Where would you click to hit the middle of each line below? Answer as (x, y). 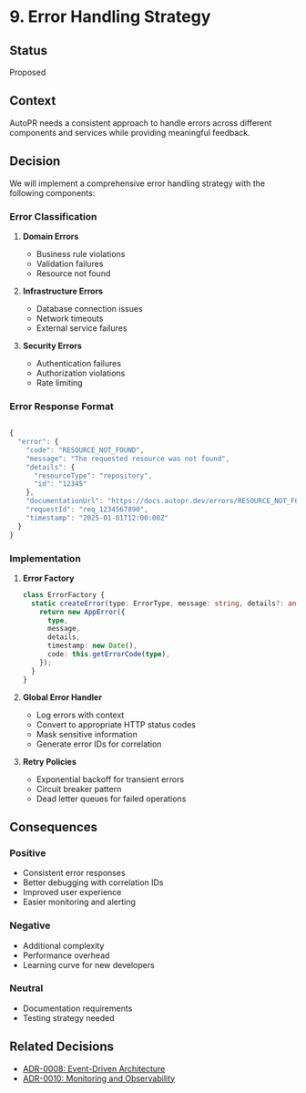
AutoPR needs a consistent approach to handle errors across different (141, 123)
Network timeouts (70, 318)
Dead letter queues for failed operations (111, 799)
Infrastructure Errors (62, 291)
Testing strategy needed (69, 1017)
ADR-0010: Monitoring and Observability (99, 1078)
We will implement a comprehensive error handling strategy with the (138, 183)
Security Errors (52, 345)
